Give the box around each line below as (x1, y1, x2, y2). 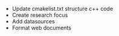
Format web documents (11, 24, 71, 31)
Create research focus (11, 11, 68, 19)
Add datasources (11, 18, 56, 25)
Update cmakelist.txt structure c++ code (11, 5, 114, 12)
